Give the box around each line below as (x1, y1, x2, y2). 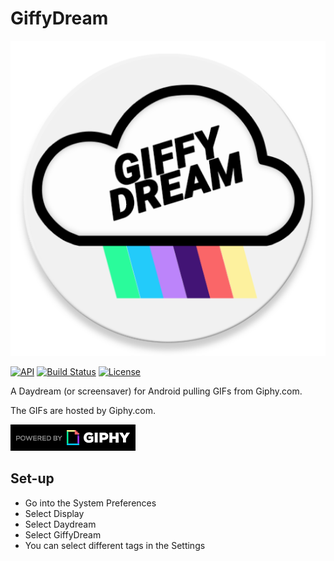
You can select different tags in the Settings (24, 539, 206, 551)
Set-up (10, 470, 55, 487)
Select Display (24, 507, 85, 519)
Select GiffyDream (24, 528, 102, 541)
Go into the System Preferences (24, 497, 157, 509)
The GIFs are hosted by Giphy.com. (10, 404, 156, 416)
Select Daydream (24, 518, 97, 530)
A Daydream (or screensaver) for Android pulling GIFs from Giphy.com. (10, 385, 303, 397)
